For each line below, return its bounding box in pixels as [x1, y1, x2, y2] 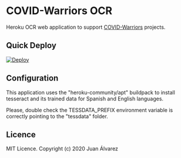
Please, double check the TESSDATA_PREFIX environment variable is [6, 106, 173, 113]
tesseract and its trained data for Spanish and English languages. [6, 95, 163, 102]
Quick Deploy [6, 41, 57, 51]
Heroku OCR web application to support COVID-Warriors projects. [6, 23, 166, 31]
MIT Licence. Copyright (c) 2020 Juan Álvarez [6, 145, 119, 152]
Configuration [6, 73, 59, 83]
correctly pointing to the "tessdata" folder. [6, 113, 109, 120]
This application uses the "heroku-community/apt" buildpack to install [6, 89, 175, 96]
